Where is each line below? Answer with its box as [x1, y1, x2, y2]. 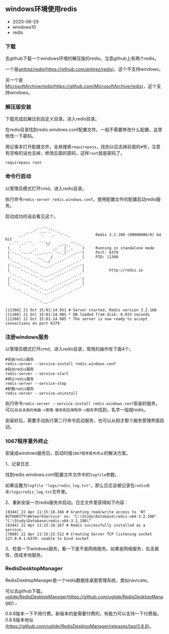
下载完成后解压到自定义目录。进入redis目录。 [5, 116, 100, 122]
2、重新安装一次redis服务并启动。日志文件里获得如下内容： [5, 499, 129, 505]
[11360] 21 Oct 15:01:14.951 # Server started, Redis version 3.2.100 [5, 307, 157, 312]
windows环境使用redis [5, 5, 77, 14]
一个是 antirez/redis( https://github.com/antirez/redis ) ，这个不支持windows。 [5, 66, 163, 72]
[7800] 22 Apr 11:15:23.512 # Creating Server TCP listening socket [5, 532, 152, 537]
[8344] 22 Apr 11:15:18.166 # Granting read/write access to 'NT [5, 509, 145, 515]
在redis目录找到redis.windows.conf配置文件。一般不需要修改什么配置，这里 [5, 127, 162, 133]
